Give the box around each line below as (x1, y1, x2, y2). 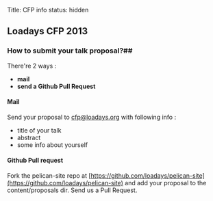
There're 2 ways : (7, 62, 57, 70)
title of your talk (16, 126, 62, 134)
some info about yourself (16, 140, 88, 149)
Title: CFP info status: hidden (7, 6, 89, 14)
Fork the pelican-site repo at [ (7, 172, 91, 180)
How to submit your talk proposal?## (7, 46, 133, 55)
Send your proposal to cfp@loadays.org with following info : (7, 113, 177, 121)
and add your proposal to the (124, 179, 207, 187)
